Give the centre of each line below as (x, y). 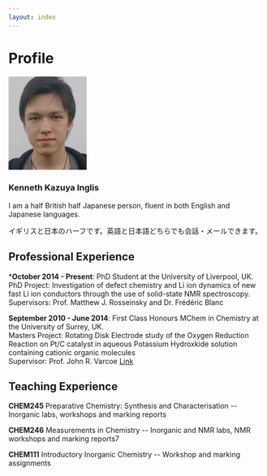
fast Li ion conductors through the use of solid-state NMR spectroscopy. (129, 294)
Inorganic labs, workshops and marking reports (88, 414)
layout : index (32, 17)
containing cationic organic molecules (72, 352)
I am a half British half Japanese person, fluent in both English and (119, 205)
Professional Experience (72, 257)
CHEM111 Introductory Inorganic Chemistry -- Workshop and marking (125, 455)
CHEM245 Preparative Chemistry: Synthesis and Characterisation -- (123, 406)
